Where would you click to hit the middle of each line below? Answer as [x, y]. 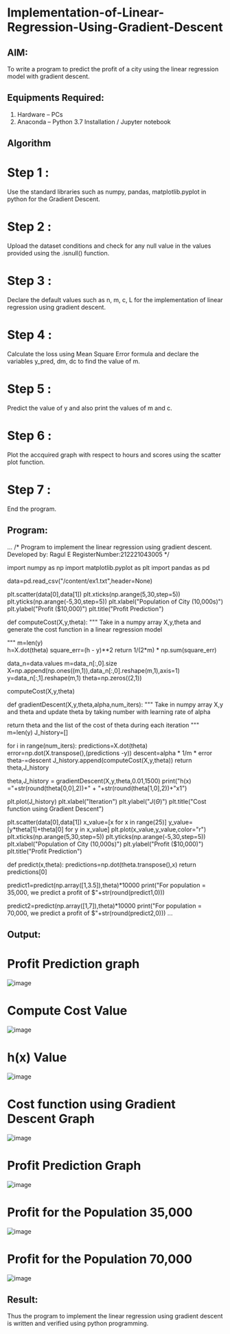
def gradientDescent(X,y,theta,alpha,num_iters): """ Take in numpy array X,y [115, 704]
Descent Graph [51, 1119]
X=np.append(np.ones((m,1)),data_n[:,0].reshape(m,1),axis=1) [94, 670]
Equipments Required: [56, 98]
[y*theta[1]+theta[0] [35, 829]
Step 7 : [29, 490]
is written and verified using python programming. [78, 1324]
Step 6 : [30, 436]
